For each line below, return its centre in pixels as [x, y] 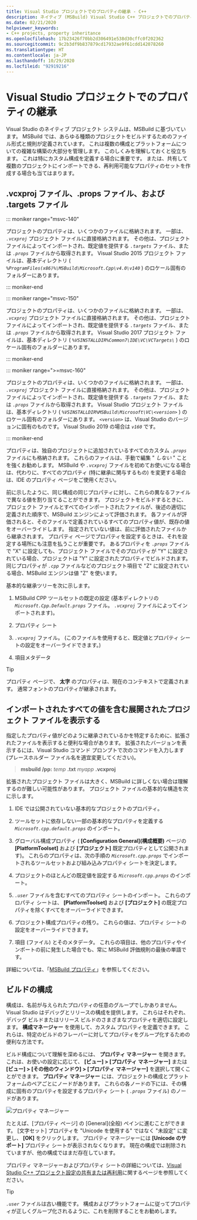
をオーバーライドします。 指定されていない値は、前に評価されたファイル [94, 529]
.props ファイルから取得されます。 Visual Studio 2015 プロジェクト [94, 253]
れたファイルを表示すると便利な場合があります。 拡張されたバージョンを [94, 743]
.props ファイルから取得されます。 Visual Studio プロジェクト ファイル [98, 405]
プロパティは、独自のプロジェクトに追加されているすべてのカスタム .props [96, 451]
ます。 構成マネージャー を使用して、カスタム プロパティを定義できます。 [95, 1027]
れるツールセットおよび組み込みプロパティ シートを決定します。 [102, 863]
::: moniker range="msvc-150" [43, 299]
